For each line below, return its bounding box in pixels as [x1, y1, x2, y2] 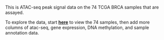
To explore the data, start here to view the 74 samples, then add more [5, 19, 150, 25]
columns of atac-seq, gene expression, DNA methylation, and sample [5, 24, 149, 30]
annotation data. [5, 30, 39, 35]
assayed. [5, 9, 24, 15]
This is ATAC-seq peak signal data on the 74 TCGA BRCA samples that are [5, 4, 159, 10]
